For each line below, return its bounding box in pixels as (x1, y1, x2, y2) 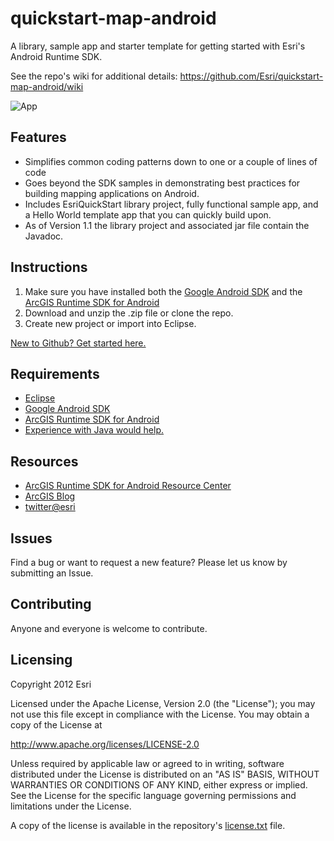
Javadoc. (24, 230, 64, 242)
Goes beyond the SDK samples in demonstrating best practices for (24, 177, 301, 189)
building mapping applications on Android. (24, 187, 200, 199)
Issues (10, 530, 53, 547)
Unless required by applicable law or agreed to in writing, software (10, 757, 285, 769)
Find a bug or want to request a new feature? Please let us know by (10, 557, 288, 568)
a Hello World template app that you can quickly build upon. (24, 208, 272, 221)
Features (10, 129, 67, 146)
